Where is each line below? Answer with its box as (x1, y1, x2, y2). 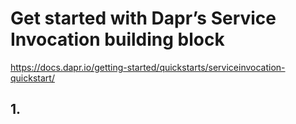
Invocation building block (10, 28, 225, 51)
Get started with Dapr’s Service (10, 7, 277, 30)
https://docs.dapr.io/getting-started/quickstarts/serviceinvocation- (10, 61, 286, 73)
